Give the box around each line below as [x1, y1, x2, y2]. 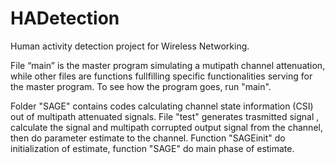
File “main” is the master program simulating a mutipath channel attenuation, [10, 59, 326, 71]
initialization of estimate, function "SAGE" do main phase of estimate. [10, 142, 295, 154]
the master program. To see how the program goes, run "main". [10, 80, 272, 92]
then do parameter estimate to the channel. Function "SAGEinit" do [10, 132, 286, 144]
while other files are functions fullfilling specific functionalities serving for [10, 70, 313, 82]
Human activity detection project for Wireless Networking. [10, 40, 250, 52]
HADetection [10, 7, 120, 30]
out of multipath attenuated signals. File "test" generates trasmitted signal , [10, 110, 320, 122]
